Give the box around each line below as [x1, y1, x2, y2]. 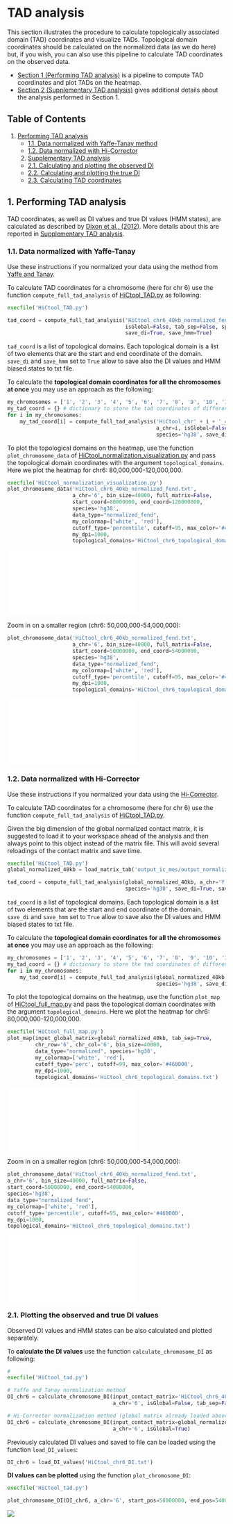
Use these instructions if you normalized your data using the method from [7, 262, 218, 270]
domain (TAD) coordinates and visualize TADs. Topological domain [7, 35, 198, 43]
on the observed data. [7, 57, 71, 65]
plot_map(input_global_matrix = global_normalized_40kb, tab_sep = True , [7, 1035, 213, 1042]
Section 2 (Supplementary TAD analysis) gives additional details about [17, 86, 218, 94]
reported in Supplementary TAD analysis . [7, 229, 125, 238]
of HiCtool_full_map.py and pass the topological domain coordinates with [7, 1000, 216, 1009]
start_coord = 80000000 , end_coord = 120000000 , [72, 498, 203, 505]
